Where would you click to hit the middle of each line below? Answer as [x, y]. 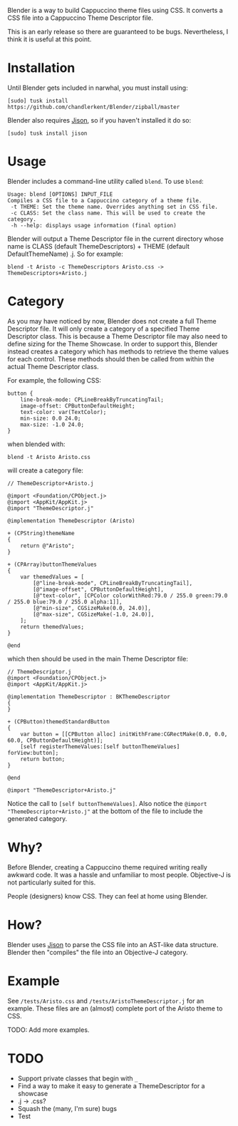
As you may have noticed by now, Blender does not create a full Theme [112, 321]
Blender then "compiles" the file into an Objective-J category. [98, 952]
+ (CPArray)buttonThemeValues [52, 564]
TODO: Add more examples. [48, 1030]
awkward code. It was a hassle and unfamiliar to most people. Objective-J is [119, 874]
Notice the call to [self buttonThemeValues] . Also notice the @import [107, 803]
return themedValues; [52, 626]
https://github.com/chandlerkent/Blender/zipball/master [94, 107]
